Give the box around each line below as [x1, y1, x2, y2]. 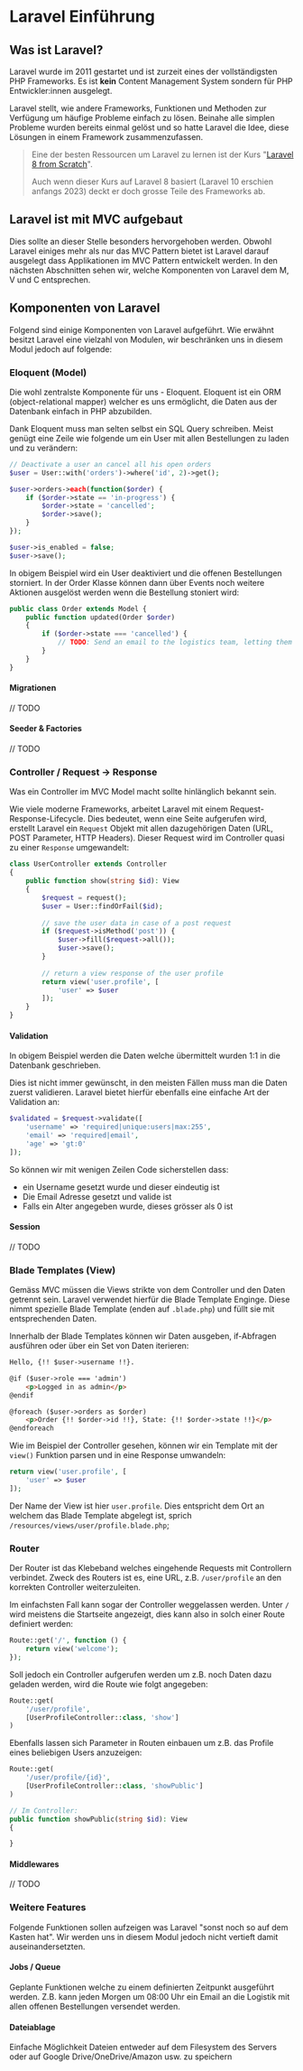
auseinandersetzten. [9, 1941, 86, 1952]
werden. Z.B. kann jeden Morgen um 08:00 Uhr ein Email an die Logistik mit [9, 1991, 290, 2001]
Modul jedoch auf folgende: [9, 343, 113, 354]
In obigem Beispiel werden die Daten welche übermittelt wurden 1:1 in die [9, 1050, 281, 1062]
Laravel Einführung [9, 6, 156, 27]
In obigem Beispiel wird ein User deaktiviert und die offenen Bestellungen [9, 567, 282, 579]
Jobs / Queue [9, 1962, 61, 1973]
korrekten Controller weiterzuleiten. [9, 1582, 142, 1593]
